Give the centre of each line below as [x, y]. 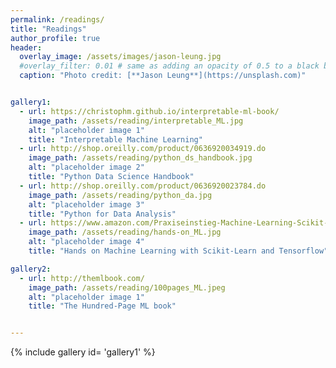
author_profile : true [55, 38]
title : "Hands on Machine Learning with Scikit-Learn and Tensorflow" [178, 251]
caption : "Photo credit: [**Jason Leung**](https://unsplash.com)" [163, 76]
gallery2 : [31, 269]
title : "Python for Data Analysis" [102, 214]
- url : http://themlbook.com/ [82, 278]
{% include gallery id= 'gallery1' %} [83, 352]
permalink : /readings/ [57, 19]
